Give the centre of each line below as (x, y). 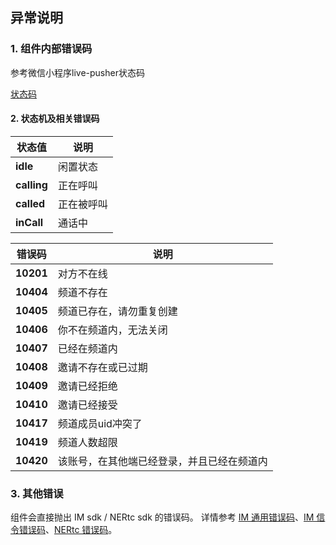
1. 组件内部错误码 (51, 49)
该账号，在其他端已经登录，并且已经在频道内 (162, 461)
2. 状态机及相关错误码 (55, 119)
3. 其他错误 (37, 493)
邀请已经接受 (87, 405)
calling (31, 185)
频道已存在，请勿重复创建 (117, 311)
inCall (29, 222)
